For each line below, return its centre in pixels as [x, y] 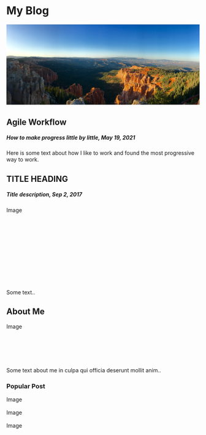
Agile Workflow [36, 122]
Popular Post [26, 386]
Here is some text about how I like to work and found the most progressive [101, 153]
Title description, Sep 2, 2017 [44, 195]
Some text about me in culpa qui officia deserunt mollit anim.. [84, 370]
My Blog [28, 11]
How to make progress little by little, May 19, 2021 [71, 138]
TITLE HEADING [37, 179]
